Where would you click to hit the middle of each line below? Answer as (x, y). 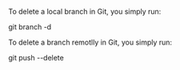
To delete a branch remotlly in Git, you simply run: (90, 42)
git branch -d (30, 27)
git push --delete (36, 58)
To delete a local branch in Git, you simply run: (85, 12)
